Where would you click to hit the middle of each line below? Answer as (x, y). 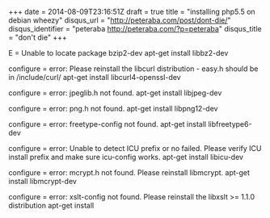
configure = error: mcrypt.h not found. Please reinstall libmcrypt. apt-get (129, 172)
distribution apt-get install (51, 205)
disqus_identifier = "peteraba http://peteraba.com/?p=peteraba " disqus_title (135, 29)
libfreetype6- (230, 124)
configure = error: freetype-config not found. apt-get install (108, 124)
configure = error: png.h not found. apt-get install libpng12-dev (113, 109)
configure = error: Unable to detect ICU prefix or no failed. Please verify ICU (135, 148)
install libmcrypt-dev (42, 181)
